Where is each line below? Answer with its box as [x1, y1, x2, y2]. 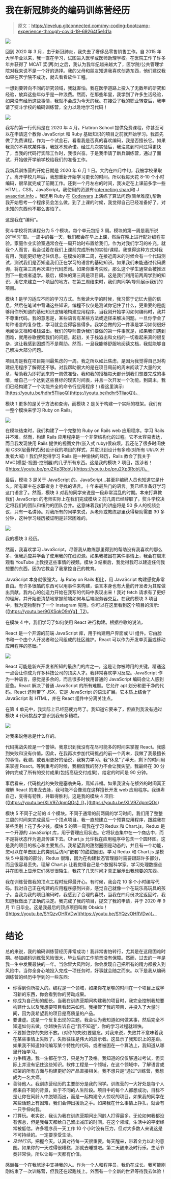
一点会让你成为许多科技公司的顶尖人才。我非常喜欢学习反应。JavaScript [5, 669, 157, 675]
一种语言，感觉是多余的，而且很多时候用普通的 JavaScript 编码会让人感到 [9, 676, 164, 682]
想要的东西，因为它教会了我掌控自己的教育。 [5, 565, 99, 572]
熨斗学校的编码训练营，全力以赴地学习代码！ [14, 104, 108, 110]
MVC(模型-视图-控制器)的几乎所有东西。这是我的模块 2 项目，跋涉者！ [5, 459, 153, 465]
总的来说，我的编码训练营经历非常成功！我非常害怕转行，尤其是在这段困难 [5, 948, 161, 954]
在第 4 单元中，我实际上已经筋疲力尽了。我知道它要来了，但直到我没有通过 [5, 706, 162, 712]
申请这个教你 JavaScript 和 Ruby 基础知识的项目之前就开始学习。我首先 [14, 131, 164, 137]
